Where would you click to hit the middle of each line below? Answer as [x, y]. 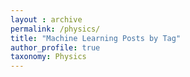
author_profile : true [55, 47]
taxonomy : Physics [48, 57]
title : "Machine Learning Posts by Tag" [96, 38]
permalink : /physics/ [55, 29]
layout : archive [46, 19]
